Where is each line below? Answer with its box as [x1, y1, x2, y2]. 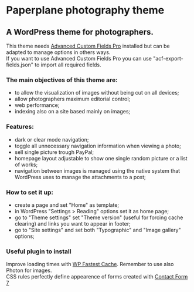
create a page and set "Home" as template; [14, 201, 120, 209]
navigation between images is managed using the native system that [14, 167, 181, 174]
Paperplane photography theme [6, 4, 165, 17]
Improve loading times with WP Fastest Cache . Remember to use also [6, 261, 174, 268]
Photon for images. [6, 267, 52, 274]
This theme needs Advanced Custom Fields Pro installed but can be [6, 42, 170, 49]
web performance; [14, 102, 60, 109]
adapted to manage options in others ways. [6, 49, 111, 56]
